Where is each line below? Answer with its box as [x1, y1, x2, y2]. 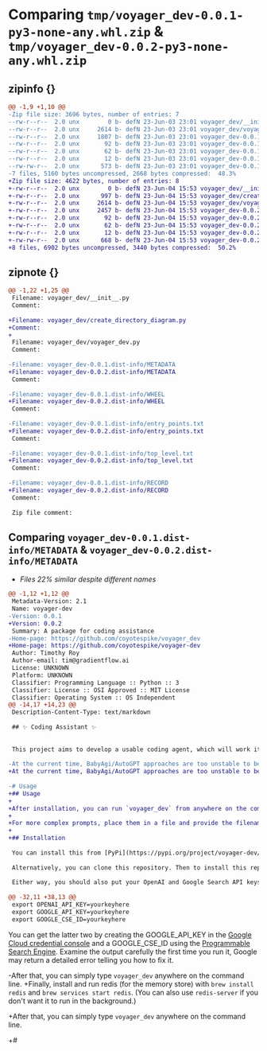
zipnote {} [8, 265, 60, 279]
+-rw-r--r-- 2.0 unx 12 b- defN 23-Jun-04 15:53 [8, 228, 197, 236]
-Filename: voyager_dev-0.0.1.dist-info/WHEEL [8, 390, 165, 399]
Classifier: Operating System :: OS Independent [11, 694, 176, 702]
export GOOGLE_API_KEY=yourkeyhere [11, 908, 130, 916]
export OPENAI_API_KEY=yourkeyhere [11, 901, 130, 909]
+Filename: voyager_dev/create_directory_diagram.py [8, 316, 187, 324]
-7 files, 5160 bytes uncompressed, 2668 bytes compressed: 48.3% [8, 169, 237, 177]
